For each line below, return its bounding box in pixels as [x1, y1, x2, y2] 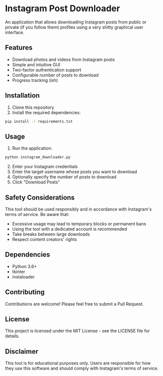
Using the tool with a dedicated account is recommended [12, 226, 127, 232]
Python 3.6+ [12, 263, 37, 269]
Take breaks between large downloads [12, 231, 90, 237]
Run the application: [12, 145, 53, 151]
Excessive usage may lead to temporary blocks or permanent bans [12, 220, 146, 227]
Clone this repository [12, 104, 54, 110]
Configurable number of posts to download [12, 72, 99, 78]
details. [5, 333, 20, 339]
